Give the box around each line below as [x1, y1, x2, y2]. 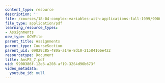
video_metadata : [5, 66, 38, 71]
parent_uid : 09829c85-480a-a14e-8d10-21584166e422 [5, 48, 111, 53]
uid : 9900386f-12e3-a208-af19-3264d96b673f [5, 62, 96, 66]
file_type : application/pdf [5, 21, 63, 26]
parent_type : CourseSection [5, 43, 63, 48]
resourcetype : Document [5, 52, 54, 58]
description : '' [5, 12, 38, 17]
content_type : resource [5, 7, 54, 12]
